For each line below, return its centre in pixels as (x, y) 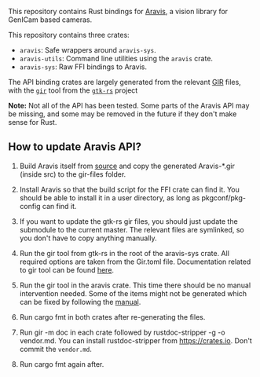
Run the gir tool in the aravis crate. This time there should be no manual (135, 285)
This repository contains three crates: (69, 35)
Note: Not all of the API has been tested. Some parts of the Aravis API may (129, 106)
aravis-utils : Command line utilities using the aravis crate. (116, 59)
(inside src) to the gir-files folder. (73, 174)
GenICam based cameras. (50, 20)
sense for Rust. (33, 122)
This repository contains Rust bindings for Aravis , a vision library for (118, 11)
